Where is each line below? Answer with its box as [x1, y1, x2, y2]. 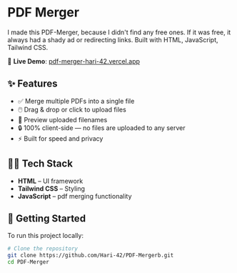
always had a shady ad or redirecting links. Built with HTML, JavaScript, [7, 35, 219, 44]
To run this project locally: [7, 232, 84, 240]
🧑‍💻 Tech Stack [7, 158, 74, 170]
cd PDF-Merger [7, 259, 50, 266]
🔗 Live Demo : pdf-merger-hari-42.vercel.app [7, 56, 141, 65]
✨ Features [7, 78, 58, 90]
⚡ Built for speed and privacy [17, 134, 104, 143]
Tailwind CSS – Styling [17, 184, 86, 193]
